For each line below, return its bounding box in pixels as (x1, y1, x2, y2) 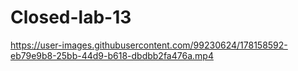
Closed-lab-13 (10, 6, 132, 29)
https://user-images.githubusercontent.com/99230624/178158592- (10, 39, 288, 51)
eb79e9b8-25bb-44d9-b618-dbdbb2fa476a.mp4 (10, 49, 214, 61)
